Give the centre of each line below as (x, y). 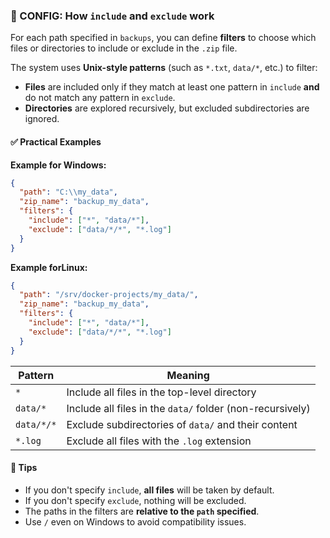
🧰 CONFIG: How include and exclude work (112, 16)
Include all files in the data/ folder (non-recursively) (188, 408)
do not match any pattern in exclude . (100, 98)
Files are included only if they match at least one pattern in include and (172, 87)
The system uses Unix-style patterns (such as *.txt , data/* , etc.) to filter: (164, 68)
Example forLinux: (49, 267)
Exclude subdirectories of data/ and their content (182, 424)
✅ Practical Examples (56, 141)
